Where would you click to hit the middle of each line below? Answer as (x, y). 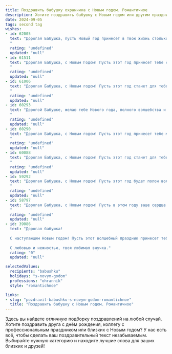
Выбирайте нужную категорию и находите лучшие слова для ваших (80, 341)
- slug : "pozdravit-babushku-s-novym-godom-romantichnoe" (68, 300)
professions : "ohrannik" (36, 281)
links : (12, 295)
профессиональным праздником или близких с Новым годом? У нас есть (86, 330)
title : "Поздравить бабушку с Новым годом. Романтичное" (72, 304)
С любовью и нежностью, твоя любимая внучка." (60, 248)
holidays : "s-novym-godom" (39, 276)
